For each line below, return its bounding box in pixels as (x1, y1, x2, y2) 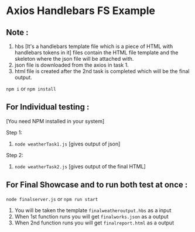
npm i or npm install (6, 85, 57, 92)
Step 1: (6, 129, 22, 136)
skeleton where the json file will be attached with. (14, 56, 134, 62)
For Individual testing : (6, 102, 90, 112)
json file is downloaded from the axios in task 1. (14, 61, 129, 68)
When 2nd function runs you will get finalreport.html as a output (14, 219, 175, 226)
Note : (6, 27, 29, 37)
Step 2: (6, 151, 23, 158)
